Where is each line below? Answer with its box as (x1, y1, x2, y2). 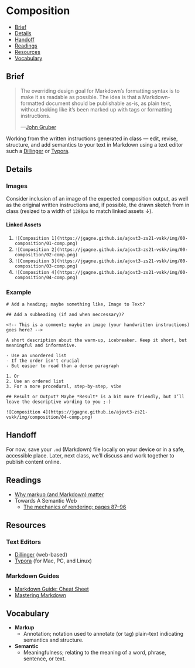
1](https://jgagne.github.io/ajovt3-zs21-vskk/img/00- (52, 235, 189, 241)
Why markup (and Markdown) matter (14, 491, 104, 498)
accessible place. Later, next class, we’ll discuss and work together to (6, 452, 175, 459)
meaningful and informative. (6, 342, 77, 348)
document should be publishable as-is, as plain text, (46, 100, 172, 107)
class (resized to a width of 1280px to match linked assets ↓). (6, 208, 153, 215)
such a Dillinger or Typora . (6, 147, 70, 154)
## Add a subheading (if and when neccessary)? (6, 311, 125, 317)
